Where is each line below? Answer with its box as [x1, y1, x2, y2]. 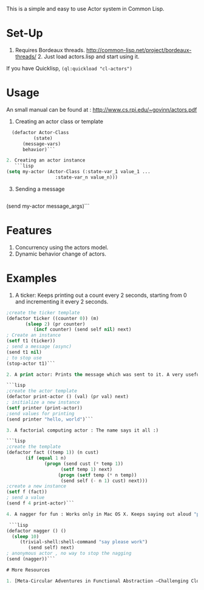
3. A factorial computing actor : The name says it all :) [6, 427, 159, 433]
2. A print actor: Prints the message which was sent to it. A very [6, 371, 183, 378]
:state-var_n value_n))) [55, 174, 118, 180]
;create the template [6, 444, 61, 450]
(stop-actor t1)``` [6, 361, 56, 367]
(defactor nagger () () [6, 527, 67, 534]
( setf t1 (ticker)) [6, 338, 56, 344]
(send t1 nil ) [6, 349, 42, 355]
